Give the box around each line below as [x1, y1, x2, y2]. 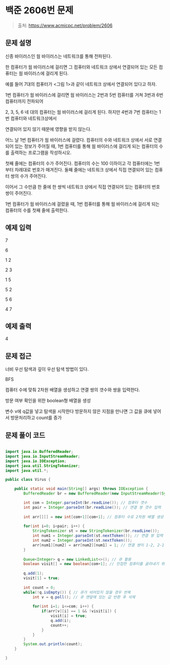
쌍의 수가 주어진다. [10, 173, 47, 179]
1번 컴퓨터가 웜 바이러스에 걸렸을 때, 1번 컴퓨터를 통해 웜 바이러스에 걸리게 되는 [5, 201, 160, 207]
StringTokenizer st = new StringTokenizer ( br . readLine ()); [32, 529, 159, 534]
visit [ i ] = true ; [50, 613, 87, 618]
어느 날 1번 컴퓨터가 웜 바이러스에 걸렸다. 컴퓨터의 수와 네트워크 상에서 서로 [5, 136, 153, 143]
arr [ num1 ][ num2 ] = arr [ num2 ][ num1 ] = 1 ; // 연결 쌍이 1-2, [32, 542, 155, 548]
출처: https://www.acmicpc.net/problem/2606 [17, 22, 113, 28]
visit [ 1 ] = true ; [23, 576, 60, 581]
